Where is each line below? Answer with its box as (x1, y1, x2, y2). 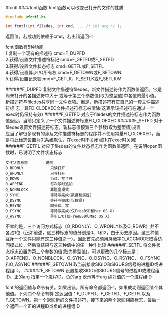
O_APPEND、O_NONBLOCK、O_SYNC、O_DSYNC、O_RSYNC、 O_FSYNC (5, 255, 160, 261)
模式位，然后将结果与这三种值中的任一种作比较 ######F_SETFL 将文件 (9, 242, 156, 248)
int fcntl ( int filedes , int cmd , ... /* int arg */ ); (5, 23, 122, 29)
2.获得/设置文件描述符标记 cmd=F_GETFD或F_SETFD (5, 56, 114, 62)
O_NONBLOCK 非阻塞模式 (5, 187, 69, 192)
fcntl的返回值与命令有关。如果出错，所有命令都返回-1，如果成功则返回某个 (5, 284, 159, 290)
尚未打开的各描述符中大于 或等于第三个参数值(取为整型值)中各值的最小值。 (5, 92, 159, 98)
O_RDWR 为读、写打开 (5, 176, 73, 181)
